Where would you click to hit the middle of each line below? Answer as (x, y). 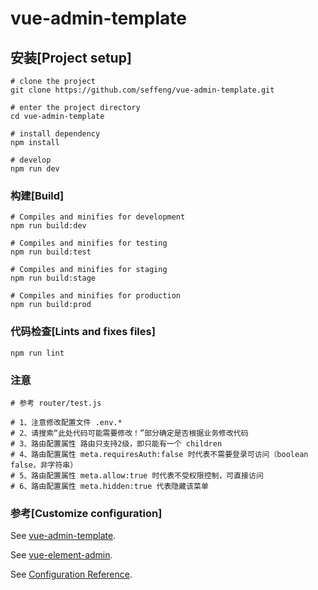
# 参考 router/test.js (56, 403)
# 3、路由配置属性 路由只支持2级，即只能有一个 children (116, 443)
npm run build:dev (48, 226)
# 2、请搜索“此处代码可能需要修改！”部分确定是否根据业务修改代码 (129, 433)
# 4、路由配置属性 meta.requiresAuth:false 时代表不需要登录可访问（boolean (159, 454)
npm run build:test (51, 252)
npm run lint (37, 353)
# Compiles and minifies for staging (89, 270)
